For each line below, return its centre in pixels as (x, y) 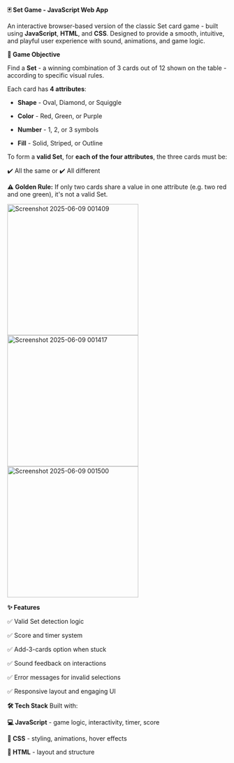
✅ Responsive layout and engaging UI (62, 691)
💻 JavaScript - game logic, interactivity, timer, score (83, 722)
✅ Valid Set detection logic (46, 621)
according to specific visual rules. (56, 75)
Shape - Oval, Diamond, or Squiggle (70, 102)
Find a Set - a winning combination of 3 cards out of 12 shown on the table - (117, 68)
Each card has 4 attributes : (47, 89)
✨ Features (24, 607)
